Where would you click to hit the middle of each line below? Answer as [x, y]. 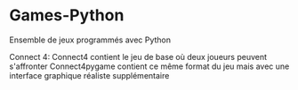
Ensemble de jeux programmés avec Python [90, 40]
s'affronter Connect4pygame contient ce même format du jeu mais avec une [149, 66]
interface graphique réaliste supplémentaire [89, 75]
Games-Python [67, 15]
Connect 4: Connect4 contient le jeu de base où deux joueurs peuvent [138, 56]
